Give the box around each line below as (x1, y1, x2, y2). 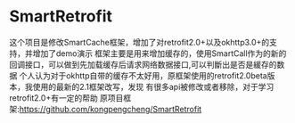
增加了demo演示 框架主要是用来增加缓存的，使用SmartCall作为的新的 (32, 47, 287, 59)
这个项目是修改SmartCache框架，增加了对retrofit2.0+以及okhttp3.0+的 (9, 37, 270, 47)
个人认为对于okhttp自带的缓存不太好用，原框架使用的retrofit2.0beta (19, 70, 267, 81)
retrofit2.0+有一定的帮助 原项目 (9, 92, 124, 103)
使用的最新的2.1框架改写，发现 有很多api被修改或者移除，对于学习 (32, 81, 275, 92)
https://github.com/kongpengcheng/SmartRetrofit (19, 103, 202, 114)
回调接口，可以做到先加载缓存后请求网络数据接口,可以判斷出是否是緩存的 (9, 59, 278, 70)
